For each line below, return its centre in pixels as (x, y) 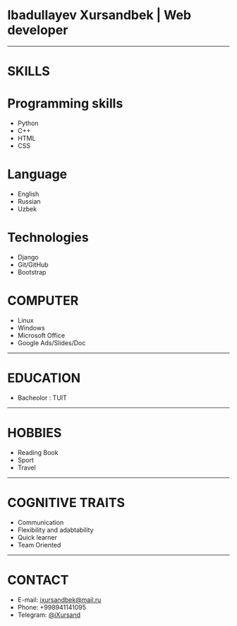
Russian (29, 201)
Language (37, 174)
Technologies (48, 238)
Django (28, 257)
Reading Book (38, 452)
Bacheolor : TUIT (42, 398)
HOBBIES (35, 433)
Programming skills (65, 104)
